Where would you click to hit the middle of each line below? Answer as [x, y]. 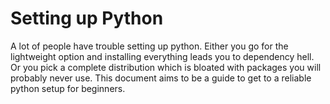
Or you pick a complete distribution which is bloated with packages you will [166, 67]
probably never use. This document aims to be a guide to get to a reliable [161, 78]
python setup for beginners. [68, 88]
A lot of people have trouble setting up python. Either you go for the [149, 46]
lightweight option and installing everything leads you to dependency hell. [162, 56]
